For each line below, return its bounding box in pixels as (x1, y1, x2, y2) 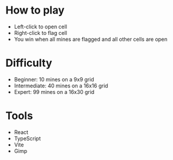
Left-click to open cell (14, 23, 67, 30)
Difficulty (5, 57, 52, 70)
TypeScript (14, 135, 41, 142)
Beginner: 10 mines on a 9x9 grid (14, 76, 95, 83)
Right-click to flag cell (14, 29, 67, 36)
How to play (5, 4, 65, 17)
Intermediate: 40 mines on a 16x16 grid (14, 82, 108, 89)
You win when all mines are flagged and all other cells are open (14, 35, 168, 43)
